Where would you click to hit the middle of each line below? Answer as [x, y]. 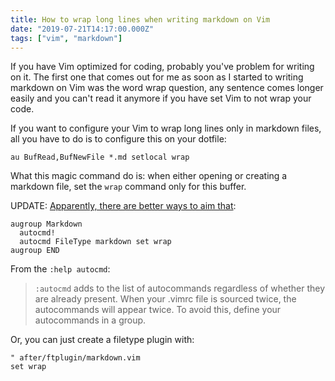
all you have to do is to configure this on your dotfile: [118, 139]
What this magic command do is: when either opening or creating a [149, 176]
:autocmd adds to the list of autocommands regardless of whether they [179, 288]
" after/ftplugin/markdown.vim [75, 358]
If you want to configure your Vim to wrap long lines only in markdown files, [166, 128]
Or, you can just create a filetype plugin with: [102, 340]
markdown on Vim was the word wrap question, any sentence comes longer [167, 88]
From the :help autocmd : [60, 269]
